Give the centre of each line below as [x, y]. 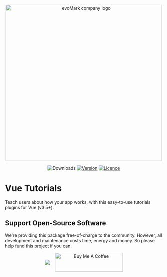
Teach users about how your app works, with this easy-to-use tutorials [78, 202]
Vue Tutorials [34, 189]
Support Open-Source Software [56, 223]
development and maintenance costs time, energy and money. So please [80, 240]
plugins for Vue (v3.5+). [30, 207]
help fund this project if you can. [39, 246]
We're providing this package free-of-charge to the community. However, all [83, 235]
